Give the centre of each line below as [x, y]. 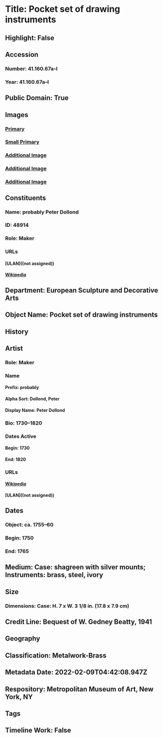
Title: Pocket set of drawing [63, 9]
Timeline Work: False [38, 730]
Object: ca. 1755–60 [29, 525]
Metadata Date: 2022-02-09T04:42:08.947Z [76, 673]
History [17, 331]
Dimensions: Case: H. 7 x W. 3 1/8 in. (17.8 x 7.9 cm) [67, 606]
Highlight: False [30, 38]
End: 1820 [16, 459]
